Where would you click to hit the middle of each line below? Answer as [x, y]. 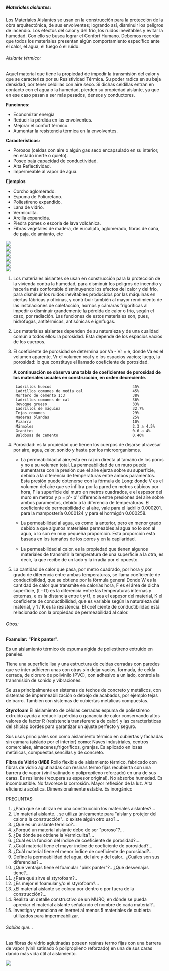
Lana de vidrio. [28, 207]
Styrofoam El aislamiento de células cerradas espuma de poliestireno [78, 710]
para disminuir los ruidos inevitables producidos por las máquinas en [84, 294]
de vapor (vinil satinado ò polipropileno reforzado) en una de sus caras [79, 948]
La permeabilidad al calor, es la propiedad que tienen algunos [84, 549]
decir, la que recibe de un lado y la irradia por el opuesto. [79, 560]
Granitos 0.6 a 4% [83, 431]
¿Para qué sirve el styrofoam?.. [45, 878]
